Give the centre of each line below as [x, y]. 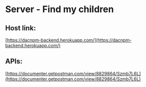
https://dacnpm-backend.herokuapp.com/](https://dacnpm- [69, 40]
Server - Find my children [60, 9]
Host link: [21, 28]
